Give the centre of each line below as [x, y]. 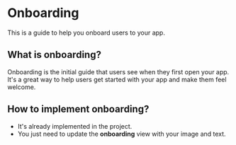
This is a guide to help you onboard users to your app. [86, 33]
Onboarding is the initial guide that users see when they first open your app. [118, 71]
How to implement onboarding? [78, 109]
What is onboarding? [54, 55]
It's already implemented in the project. [75, 126]
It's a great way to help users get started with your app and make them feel [117, 79]
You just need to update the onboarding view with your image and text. [122, 134]
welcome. [22, 87]
